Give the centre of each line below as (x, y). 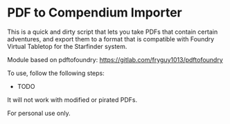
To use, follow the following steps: (56, 73)
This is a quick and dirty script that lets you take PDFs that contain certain (113, 32)
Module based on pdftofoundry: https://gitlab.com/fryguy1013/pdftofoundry (115, 59)
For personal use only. (39, 113)
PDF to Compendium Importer (95, 13)
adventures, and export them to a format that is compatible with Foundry (111, 39)
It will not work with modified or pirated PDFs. (72, 100)
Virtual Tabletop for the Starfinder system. (67, 46)
